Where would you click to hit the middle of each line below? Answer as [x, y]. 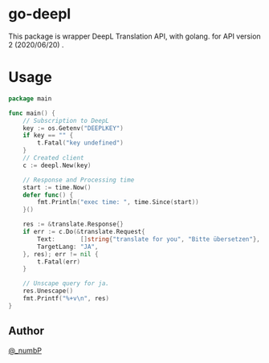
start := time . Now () [57, 187]
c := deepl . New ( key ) [57, 165]
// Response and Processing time [79, 180]
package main [30, 98]
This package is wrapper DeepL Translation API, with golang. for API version [134, 36]
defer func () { [48, 195]
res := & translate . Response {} [73, 224]
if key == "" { [48, 136]
